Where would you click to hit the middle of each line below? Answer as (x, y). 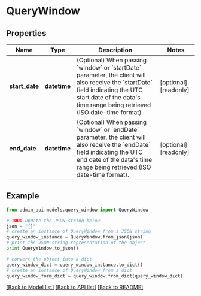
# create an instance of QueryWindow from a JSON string (79, 232)
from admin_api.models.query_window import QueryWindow (77, 210)
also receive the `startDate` (115, 82)
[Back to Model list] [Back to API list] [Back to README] (75, 287)
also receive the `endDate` (114, 145)
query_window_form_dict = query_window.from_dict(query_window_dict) (95, 276)
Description (115, 50)
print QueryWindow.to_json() (42, 249)
